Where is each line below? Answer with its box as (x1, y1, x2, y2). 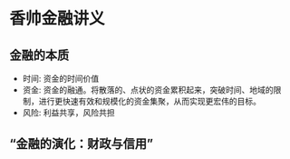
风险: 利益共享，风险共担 (22, 107, 115, 118)
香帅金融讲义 (9, 8, 106, 29)
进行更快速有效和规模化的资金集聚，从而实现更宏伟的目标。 (38, 96, 261, 106)
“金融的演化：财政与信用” (9, 136, 154, 152)
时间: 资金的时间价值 (22, 74, 100, 84)
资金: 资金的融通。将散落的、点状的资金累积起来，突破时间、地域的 (22, 84, 274, 95)
